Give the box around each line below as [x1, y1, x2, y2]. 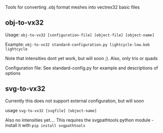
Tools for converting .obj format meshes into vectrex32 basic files [5, 4, 140, 10]
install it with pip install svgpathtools [5, 122, 85, 128]
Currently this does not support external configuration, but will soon [5, 98, 144, 104]
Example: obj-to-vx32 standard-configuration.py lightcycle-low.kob [5, 41, 150, 47]
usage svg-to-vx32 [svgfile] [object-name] [5, 107, 97, 113]
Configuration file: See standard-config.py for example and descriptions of [5, 65, 158, 71]
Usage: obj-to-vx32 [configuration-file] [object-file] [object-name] [5, 32, 155, 38]
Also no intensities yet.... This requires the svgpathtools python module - [5, 117, 154, 123]
